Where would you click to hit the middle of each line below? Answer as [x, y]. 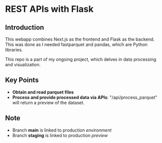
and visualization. [23, 65]
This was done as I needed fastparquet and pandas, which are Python [76, 45]
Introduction [25, 27]
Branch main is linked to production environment [62, 130]
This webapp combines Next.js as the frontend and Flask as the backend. [80, 39]
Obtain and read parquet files [43, 92]
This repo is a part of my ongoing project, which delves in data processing [81, 59]
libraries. [14, 50]
